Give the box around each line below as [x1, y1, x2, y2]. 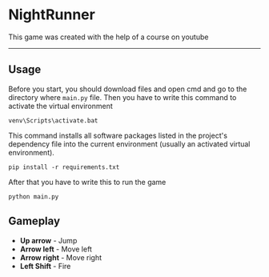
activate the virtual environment [8, 101, 114, 110]
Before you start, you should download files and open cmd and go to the [8, 84, 247, 94]
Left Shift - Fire [19, 261, 71, 271]
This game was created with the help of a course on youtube [8, 32, 209, 42]
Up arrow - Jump [19, 235, 78, 245]
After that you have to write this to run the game [8, 177, 167, 187]
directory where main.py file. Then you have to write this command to [8, 92, 237, 102]
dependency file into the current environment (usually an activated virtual [8, 138, 251, 149]
